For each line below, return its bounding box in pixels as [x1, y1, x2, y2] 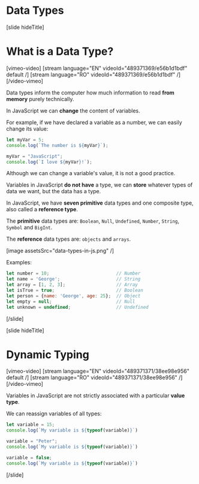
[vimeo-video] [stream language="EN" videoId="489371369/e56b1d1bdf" [6, 64, 188, 72]
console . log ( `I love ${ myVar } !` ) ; [6, 159, 93, 165]
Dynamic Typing [6, 347, 90, 361]
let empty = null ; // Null [6, 299, 135, 305]
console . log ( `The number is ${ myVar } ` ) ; [6, 142, 109, 148]
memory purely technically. [6, 95, 74, 102]
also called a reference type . [6, 206, 78, 213]
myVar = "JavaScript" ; [6, 153, 63, 160]
